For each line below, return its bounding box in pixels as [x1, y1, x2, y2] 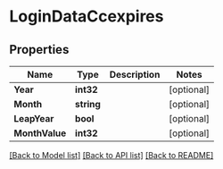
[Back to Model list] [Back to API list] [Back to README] [9, 150, 214, 160]
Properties [9, 42, 70, 57]
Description [109, 69, 161, 80]
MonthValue [13, 127, 67, 139]
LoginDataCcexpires [9, 6, 164, 27]
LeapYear [13, 113, 54, 124]
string [74, 98, 101, 110]
